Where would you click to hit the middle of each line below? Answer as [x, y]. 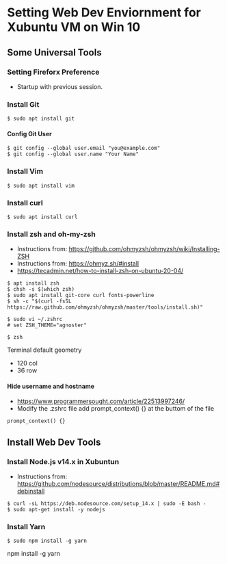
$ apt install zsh [33, 283]
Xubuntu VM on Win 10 [74, 27]
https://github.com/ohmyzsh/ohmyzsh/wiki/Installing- [144, 249]
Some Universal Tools [54, 52]
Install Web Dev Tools [54, 442]
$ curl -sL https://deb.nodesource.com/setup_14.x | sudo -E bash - [107, 504]
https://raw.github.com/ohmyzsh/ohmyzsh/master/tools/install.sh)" [105, 307]
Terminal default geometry [44, 350]
